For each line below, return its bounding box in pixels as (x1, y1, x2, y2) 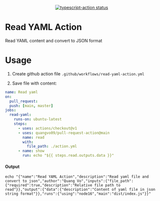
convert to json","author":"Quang (5, 179, 75, 183)
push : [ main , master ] (9, 103, 53, 108)
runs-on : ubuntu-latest (14, 117, 62, 122)
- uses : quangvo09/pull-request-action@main (18, 130, 110, 135)
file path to (94, 183, 121, 188)
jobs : (5, 108, 16, 113)
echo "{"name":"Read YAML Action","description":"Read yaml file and (5, 174, 149, 180)
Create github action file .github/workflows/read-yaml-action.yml (12, 71, 144, 76)
